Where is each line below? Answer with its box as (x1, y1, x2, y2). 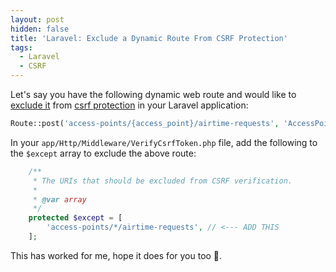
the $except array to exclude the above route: (10, 147, 197, 159)
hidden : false (10, 24, 70, 34)
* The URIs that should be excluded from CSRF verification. (32, 176, 293, 186)
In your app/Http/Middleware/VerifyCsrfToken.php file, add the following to (10, 136, 318, 148)
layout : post (10, 14, 65, 25)
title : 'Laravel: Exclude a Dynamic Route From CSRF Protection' (10, 33, 288, 43)
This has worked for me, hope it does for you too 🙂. (10, 249, 223, 261)
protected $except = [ (28, 213, 123, 223)
